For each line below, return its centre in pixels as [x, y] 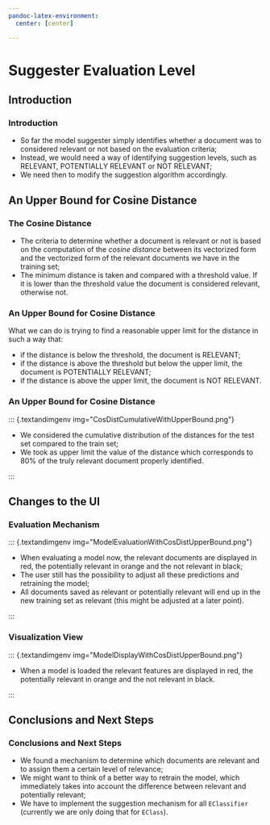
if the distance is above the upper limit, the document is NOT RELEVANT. [141, 381]
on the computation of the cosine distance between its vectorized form [138, 249]
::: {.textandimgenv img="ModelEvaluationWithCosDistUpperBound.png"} [130, 542]
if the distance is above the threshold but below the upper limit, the [131, 363]
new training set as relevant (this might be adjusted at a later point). [132, 601]
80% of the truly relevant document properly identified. [112, 460]
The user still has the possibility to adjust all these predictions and [129, 575]
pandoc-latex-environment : [54, 16]
